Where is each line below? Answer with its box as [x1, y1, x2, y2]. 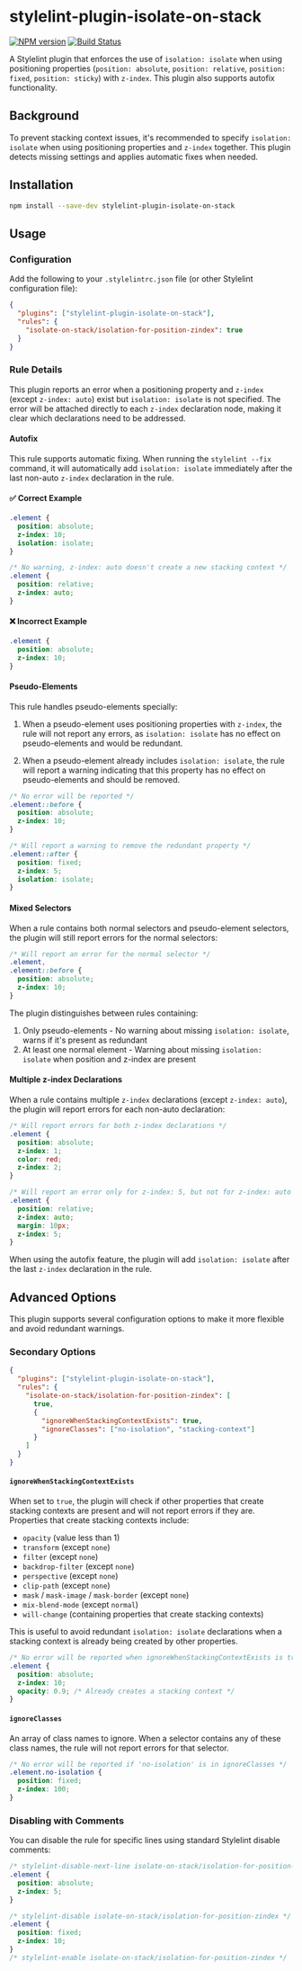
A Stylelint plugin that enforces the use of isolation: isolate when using [9, 53, 283, 64]
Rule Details [9, 363, 63, 376]
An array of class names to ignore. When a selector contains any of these [9, 1733, 281, 1743]
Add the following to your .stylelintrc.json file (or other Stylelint [9, 273, 253, 284]
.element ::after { [9, 849, 78, 858]
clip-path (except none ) [22, 1581, 111, 1591]
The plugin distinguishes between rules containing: [9, 1008, 199, 1018]
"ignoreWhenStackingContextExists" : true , [41, 1416, 203, 1425]
